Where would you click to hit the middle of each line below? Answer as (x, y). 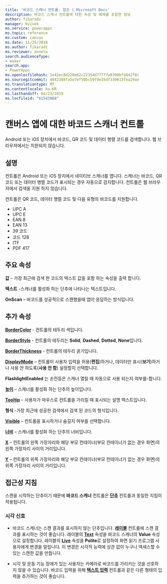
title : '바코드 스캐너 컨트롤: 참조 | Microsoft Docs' (58, 10)
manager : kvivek (22, 24)
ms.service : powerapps (29, 29)
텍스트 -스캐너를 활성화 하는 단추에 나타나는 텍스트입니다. (61, 289)
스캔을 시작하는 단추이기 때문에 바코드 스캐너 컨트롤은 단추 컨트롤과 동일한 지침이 (83, 495)
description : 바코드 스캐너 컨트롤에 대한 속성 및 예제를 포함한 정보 (68, 15)
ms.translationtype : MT (30, 84)
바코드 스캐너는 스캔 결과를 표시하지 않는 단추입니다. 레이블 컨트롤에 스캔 (83, 528)
